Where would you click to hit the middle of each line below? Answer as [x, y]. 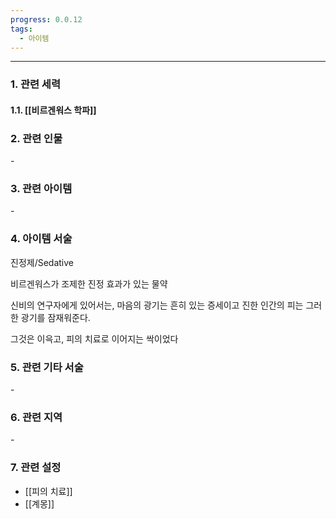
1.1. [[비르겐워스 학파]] [53, 110]
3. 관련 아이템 [41, 189]
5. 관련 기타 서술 [47, 367]
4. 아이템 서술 [41, 239]
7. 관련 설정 [36, 468]
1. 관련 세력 [35, 84]
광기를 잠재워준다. [55, 317]
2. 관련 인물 [36, 138]
